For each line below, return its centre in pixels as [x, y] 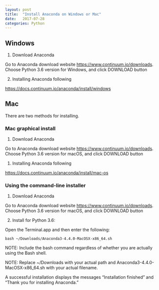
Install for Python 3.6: [34, 220]
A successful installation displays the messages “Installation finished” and [79, 277]
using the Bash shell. [26, 253]
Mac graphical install [30, 128]
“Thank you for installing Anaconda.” [42, 283]
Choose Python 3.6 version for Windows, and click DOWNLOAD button [76, 70]
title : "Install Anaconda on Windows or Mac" [53, 14]
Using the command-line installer [46, 186]
